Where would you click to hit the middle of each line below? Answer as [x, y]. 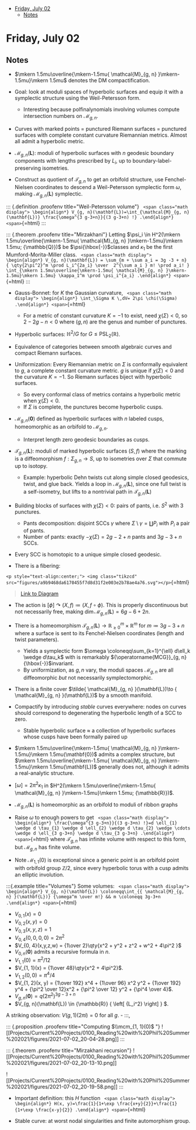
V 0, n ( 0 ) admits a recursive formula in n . [62, 952]
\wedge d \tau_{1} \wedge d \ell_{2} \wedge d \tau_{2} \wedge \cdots [102, 828]
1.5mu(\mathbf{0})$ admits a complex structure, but [112, 754]
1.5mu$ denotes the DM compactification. [100, 80]
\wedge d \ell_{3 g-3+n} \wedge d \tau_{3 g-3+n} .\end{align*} [94, 833]
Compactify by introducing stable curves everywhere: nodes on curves [100, 706]
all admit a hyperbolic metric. [49, 141]
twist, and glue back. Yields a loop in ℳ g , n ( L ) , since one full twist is [105, 485]
